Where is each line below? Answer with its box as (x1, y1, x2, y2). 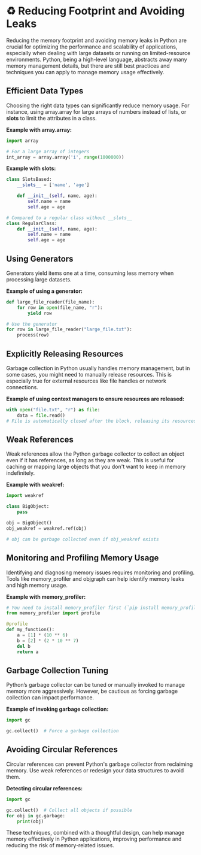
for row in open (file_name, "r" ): (17, 304, 103, 311)
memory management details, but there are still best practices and (6, 62, 170, 69)
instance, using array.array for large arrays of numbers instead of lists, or (6, 108, 187, 115)
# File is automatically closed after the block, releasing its (6, 418, 170, 424)
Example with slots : (6, 165, 56, 172)
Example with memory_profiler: (6, 593, 86, 600)
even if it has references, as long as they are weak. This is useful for (6, 457, 175, 464)
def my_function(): (6, 627, 55, 633)
